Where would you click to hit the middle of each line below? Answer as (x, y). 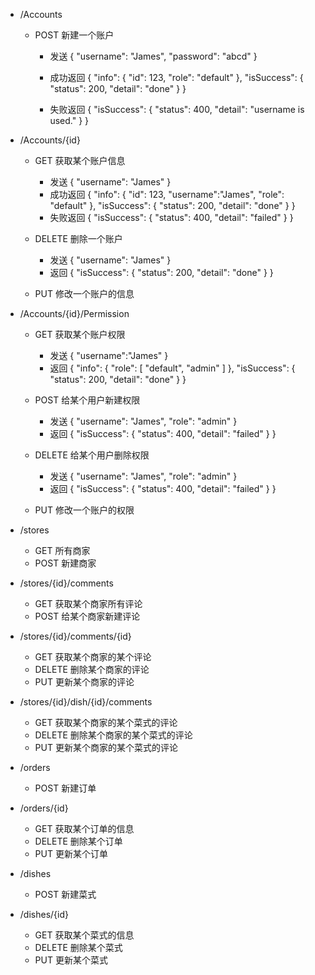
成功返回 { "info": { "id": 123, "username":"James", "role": (167, 194)
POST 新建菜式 (65, 894)
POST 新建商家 (65, 563)
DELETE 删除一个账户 (78, 238)
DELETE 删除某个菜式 (78, 947)
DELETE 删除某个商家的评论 (92, 669)
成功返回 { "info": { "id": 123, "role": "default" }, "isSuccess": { (176, 77)
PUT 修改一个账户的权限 (84, 510)
